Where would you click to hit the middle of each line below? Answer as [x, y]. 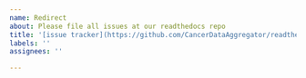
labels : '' [30, 43]
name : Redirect [38, 18]
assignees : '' [36, 52]
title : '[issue [38, 34]
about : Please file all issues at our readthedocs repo [117, 26]
